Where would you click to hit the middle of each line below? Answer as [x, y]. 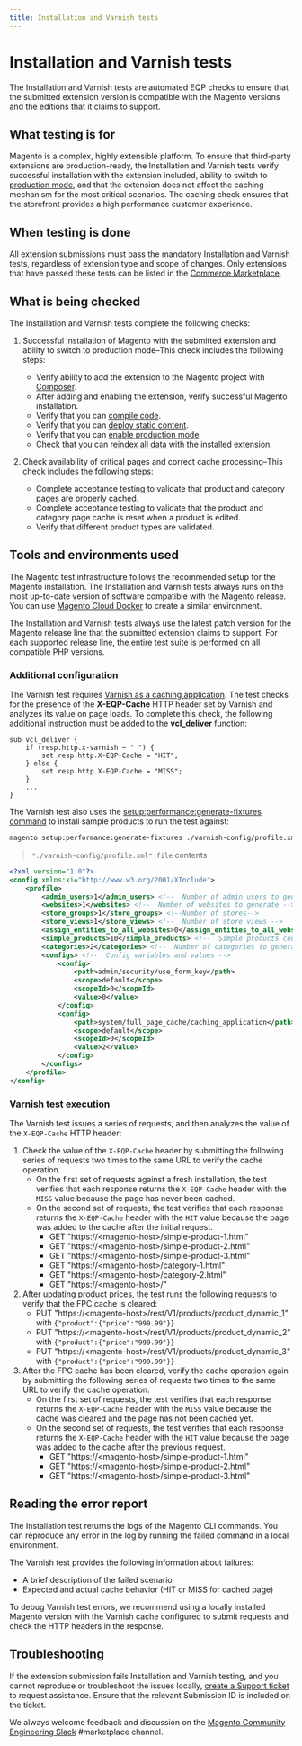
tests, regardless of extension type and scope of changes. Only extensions [148, 264]
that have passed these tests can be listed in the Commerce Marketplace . [146, 273]
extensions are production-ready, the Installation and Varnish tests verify [144, 166]
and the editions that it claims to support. [85, 106]
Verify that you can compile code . [98, 416]
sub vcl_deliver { [44, 740]
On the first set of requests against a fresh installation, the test [151, 1180]
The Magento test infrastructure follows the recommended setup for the [142, 576]
